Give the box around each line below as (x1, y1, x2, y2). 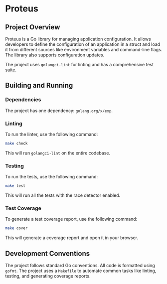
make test (5, 183, 26, 188)
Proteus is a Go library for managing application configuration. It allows (5, 36, 151, 42)
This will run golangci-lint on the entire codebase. (5, 150, 111, 156)
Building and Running (5, 81, 73, 90)
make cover (5, 226, 28, 231)
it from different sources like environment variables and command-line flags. (5, 47, 163, 52)
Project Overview (5, 23, 60, 31)
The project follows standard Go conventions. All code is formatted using (5, 263, 156, 269)
